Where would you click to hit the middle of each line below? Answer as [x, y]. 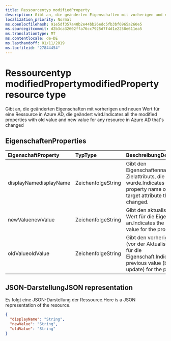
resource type [36, 94]
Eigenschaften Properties [46, 141]
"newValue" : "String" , [34, 324]
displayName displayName [39, 183]
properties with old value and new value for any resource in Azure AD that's [85, 120]
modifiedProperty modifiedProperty [82, 84]
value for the [141, 230]
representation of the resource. [38, 305]
